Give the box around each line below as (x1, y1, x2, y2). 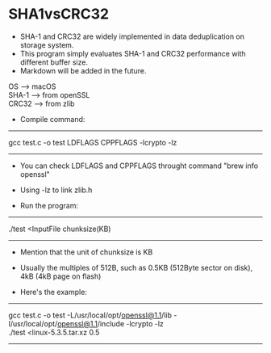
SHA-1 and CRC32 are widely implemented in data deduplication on (19, 32, 244, 41)
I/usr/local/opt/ (8, 318, 58, 328)
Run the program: (19, 200, 79, 210)
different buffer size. (19, 57, 89, 67)
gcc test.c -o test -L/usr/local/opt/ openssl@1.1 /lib (8, 310, 172, 320)
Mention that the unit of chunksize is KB (19, 247, 153, 257)
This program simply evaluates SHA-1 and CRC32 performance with (19, 48, 246, 58)
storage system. (19, 40, 74, 49)
